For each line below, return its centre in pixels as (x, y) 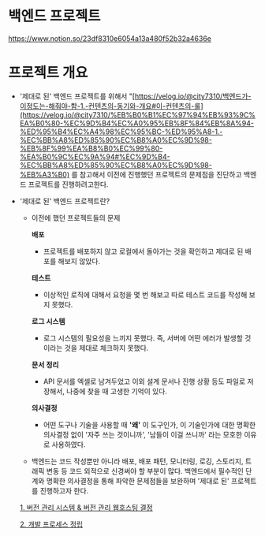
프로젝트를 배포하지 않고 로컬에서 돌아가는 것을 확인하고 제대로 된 (143, 251)
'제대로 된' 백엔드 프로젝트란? (65, 201)
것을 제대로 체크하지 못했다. (106, 348)
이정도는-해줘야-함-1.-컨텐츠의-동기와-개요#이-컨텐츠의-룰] (111, 106)
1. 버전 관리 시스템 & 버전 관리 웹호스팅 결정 (86, 507)
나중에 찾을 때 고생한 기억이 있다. (117, 391)
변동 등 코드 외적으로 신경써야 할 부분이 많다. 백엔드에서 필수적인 (145, 471)
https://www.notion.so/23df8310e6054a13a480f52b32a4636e (110, 38)
